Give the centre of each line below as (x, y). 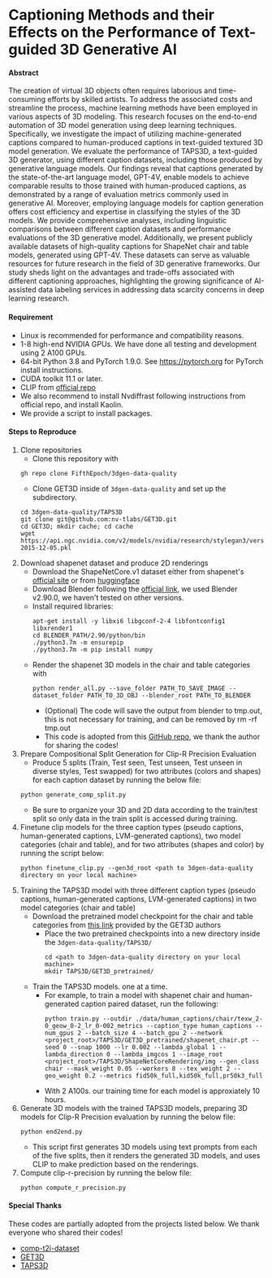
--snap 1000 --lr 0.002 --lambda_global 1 (143, 1047)
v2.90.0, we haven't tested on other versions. (108, 597)
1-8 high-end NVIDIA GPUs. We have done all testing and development (138, 344)
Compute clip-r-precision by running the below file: (106, 1173)
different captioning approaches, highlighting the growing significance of (130, 281)
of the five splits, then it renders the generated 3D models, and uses (146, 1155)
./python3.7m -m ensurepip (78, 642)
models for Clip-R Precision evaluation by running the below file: (127, 1117)
